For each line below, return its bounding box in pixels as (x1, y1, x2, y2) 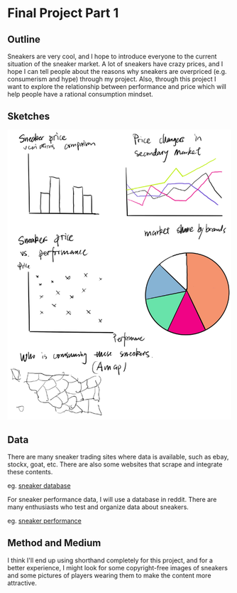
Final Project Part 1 (7, 5, 119, 21)
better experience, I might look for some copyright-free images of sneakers (7, 563, 228, 572)
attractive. (7, 578, 37, 587)
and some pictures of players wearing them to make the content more (7, 571, 211, 579)
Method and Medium (7, 537, 101, 549)
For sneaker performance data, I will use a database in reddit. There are (7, 496, 217, 504)
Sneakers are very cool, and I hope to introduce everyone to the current (7, 52, 217, 60)
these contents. (7, 468, 53, 476)
